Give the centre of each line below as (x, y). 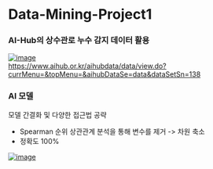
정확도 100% (39, 141)
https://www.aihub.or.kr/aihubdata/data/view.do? (87, 66)
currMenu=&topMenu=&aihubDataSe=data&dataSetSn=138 (105, 74)
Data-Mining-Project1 (80, 14)
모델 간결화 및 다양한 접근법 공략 (58, 114)
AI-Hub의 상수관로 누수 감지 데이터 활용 (79, 41)
